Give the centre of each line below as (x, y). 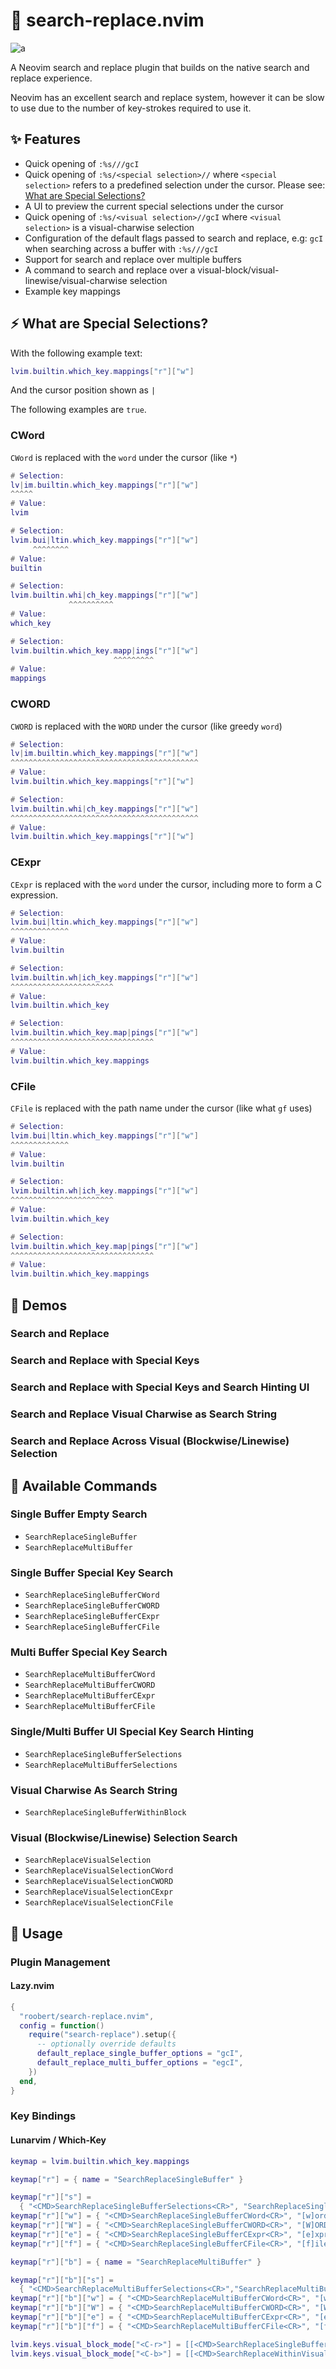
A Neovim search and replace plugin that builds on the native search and (160, 67)
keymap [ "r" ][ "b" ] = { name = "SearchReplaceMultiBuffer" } (136, 2262)
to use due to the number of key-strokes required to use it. (131, 108)
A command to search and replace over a (110, 270)
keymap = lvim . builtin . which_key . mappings (100, 2161)
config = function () (62, 2025)
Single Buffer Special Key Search (92, 1572)
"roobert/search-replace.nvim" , (87, 2016)
